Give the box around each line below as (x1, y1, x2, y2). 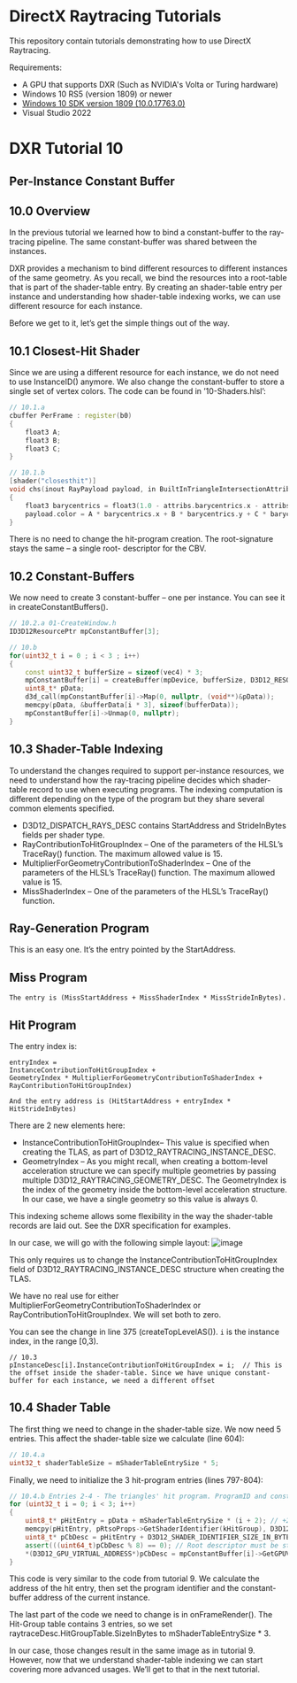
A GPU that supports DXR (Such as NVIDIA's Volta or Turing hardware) (21, 79, 278, 89)
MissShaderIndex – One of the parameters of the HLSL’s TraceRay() (21, 885, 270, 896)
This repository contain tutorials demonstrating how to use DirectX (9, 35, 252, 46)
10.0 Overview (9, 204, 91, 219)
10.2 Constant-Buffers (9, 568, 135, 583)
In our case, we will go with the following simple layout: (9, 1237, 210, 1247)
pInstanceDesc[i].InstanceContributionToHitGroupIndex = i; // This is (9, 1361, 283, 1370)
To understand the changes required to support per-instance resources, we (9, 765, 285, 776)
